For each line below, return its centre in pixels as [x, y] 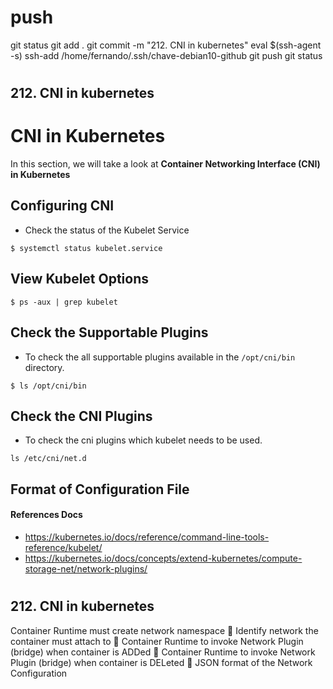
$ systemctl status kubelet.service [86, 248]
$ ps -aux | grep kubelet [64, 302]
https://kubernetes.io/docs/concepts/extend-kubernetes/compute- [163, 558]
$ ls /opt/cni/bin [48, 386]
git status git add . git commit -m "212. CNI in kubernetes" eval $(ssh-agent [166, 45]
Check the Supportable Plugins [109, 332]
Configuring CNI [62, 206]
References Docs [46, 515]
